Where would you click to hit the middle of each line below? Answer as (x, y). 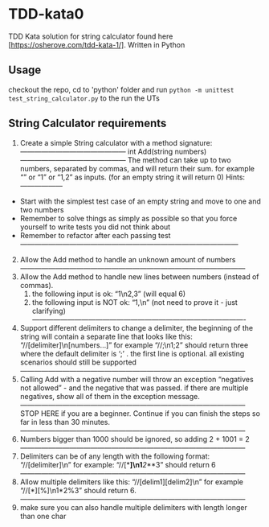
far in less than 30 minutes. (65, 422)
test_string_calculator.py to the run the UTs (84, 98)
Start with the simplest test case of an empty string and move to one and (140, 201)
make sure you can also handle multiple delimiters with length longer (133, 507)
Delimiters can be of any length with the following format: (115, 456)
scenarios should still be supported (78, 362)
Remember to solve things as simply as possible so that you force (128, 218)
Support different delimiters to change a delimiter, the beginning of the (137, 327)
